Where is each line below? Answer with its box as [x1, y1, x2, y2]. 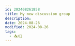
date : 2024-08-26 [5, 20, 40, 25]
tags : [5, 29, 16, 34]
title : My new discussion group [5, 11, 70, 16]
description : [5, 16, 31, 21]
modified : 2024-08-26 [5, 25, 49, 30]
